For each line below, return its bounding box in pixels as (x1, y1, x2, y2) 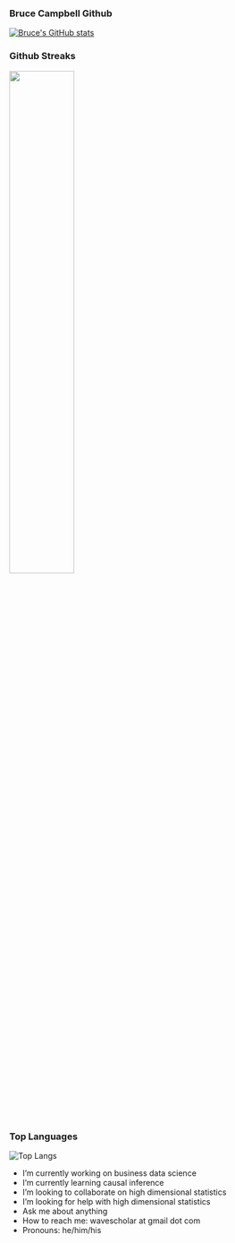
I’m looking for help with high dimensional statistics (21, 1196, 211, 1206)
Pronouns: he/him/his (21, 1224, 102, 1235)
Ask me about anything (21, 1205, 108, 1216)
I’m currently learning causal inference (21, 1177, 164, 1188)
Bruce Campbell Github (9, 7, 113, 20)
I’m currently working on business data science (21, 1167, 197, 1179)
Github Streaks (9, 50, 76, 63)
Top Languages (9, 1130, 79, 1143)
